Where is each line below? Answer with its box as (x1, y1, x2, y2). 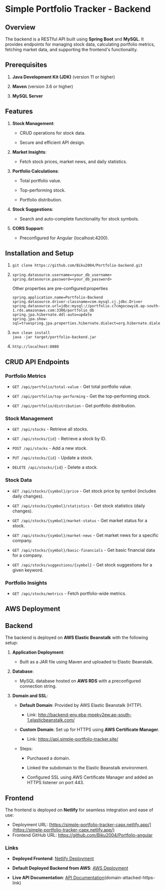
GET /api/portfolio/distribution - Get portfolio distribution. (12, 403, 136, 409)
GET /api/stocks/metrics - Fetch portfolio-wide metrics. (12, 591, 127, 596)
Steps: (19, 746, 33, 752)
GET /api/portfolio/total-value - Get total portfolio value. (12, 384, 132, 390)
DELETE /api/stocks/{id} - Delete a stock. (12, 464, 98, 470)
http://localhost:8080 (12, 344, 59, 349)
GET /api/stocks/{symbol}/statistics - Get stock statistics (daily (12, 502, 145, 508)
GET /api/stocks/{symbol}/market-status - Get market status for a (12, 517, 148, 523)
